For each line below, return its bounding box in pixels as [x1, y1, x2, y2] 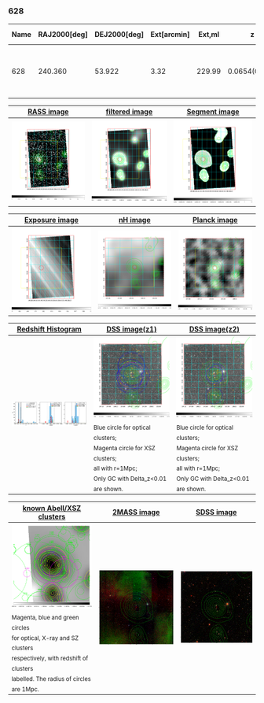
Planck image [192, 215, 238, 225]
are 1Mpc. [11, 685, 39, 694]
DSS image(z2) [189, 324, 240, 334]
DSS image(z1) [106, 324, 157, 334]
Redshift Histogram [16, 324, 82, 334]
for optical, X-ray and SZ [11, 634, 79, 642]
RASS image [27, 107, 69, 117]
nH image [118, 215, 151, 225]
